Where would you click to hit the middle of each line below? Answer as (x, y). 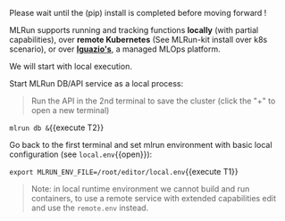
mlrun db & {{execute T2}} (57, 127)
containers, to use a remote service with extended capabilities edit (154, 198)
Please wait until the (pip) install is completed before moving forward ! (138, 13)
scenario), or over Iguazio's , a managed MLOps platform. (115, 49)
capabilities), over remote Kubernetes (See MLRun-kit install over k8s (138, 40)
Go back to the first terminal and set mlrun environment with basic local (141, 145)
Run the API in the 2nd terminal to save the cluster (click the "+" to (153, 101)
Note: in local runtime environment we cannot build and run (140, 189)
